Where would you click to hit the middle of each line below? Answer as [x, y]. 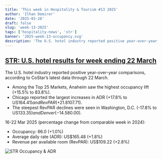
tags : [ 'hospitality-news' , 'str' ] [41, 32]
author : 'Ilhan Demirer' [30, 14]
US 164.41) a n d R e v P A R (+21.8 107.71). [47, 102]
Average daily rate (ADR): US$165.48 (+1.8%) [57, 137]
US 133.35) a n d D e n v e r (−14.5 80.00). [47, 112]
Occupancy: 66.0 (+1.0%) [38, 131]
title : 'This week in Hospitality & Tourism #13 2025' [62, 9]
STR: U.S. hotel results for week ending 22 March [81, 61]
